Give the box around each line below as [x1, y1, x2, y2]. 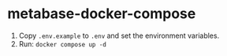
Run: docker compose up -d [18, 39, 107, 48]
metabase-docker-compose [7, 5, 196, 23]
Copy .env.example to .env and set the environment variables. [18, 31, 220, 40]
